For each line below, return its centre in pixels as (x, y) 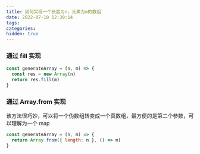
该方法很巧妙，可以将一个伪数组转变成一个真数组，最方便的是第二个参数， (97, 116)
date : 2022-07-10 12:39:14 (40, 17)
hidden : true (22, 34)
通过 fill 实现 (24, 56)
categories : (21, 28)
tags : (13, 23)
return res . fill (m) (36, 80)
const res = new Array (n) (44, 74)
